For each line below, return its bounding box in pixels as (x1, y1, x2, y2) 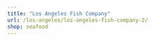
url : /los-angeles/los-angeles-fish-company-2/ (7, 17, 149, 24)
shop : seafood (7, 23, 49, 30)
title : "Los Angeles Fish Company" (7, 10, 111, 17)
